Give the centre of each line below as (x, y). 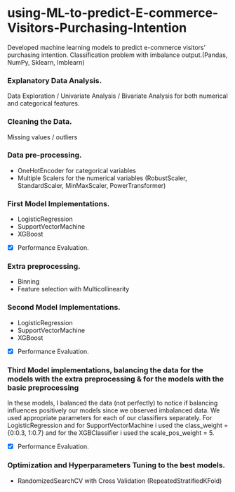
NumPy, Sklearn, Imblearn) (46, 62)
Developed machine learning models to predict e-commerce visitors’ (106, 47)
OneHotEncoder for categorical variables (77, 170)
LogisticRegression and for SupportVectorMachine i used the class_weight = (118, 425)
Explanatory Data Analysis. (55, 80)
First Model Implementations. (59, 203)
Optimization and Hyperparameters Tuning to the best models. (116, 465)
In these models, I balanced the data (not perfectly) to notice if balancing (113, 403)
